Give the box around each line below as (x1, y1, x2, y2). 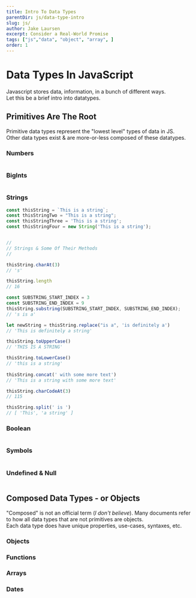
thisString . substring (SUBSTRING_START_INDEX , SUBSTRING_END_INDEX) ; (6, 305, 181, 312)
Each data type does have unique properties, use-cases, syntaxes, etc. (6, 522, 182, 529)
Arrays (6, 569, 27, 578)
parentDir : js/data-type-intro (6, 14, 85, 20)
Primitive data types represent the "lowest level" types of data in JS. (6, 127, 175, 135)
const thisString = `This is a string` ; (6, 207, 109, 213)
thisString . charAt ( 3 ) (6, 262, 61, 268)
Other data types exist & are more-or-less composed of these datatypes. (6, 134, 186, 141)
